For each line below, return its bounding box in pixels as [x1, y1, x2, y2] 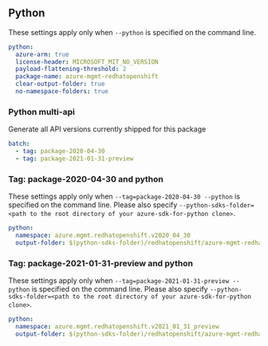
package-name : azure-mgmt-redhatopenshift [15, 73, 159, 81]
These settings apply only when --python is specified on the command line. [8, 27, 257, 37]
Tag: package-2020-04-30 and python [8, 173, 164, 184]
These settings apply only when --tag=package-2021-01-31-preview [8, 276, 230, 285]
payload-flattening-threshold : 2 [15, 65, 127, 73]
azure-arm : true [15, 50, 69, 58]
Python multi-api [8, 106, 76, 117]
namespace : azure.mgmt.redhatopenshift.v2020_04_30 [15, 231, 191, 240]
